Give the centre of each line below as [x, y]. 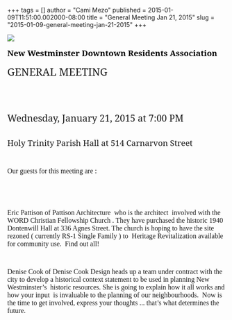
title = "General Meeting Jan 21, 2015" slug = [151, 17]
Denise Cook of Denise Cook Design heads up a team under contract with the [115, 271]
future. [17, 311]
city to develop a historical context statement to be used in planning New [108, 279]
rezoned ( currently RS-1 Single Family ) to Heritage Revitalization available [115, 236]
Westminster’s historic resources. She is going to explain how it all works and [116, 287]
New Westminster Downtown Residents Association [112, 53]
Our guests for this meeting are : [52, 171]
